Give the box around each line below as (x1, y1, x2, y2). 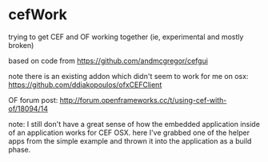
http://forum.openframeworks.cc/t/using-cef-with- (59, 95, 227, 105)
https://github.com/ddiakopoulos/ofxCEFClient (8, 80, 162, 89)
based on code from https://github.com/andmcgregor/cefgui (8, 56, 208, 65)
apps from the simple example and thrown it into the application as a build (8, 136, 252, 145)
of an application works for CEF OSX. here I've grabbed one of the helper (8, 128, 250, 137)
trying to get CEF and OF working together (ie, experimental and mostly (8, 32, 244, 41)
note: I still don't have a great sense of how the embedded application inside (8, 119, 260, 128)
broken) (8, 40, 34, 49)
